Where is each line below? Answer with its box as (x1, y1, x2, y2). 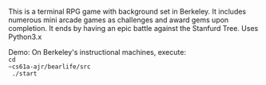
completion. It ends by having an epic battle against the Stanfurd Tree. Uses (8, 24, 259, 33)
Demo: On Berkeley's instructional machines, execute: (8, 48, 186, 56)
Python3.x (8, 32, 42, 41)
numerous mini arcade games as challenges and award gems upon (8, 15, 229, 25)
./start (11, 70, 38, 78)
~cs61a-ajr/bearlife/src (8, 63, 91, 71)
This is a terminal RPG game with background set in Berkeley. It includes (8, 7, 247, 16)
